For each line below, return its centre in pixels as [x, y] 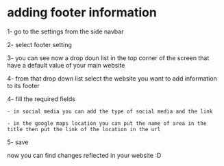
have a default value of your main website [66, 65]
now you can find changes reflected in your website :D [84, 155]
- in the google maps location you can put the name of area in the [107, 123]
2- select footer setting [39, 44]
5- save [18, 142]
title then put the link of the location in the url [84, 129]
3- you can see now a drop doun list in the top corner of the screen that [108, 58]
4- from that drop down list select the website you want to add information [112, 78]
